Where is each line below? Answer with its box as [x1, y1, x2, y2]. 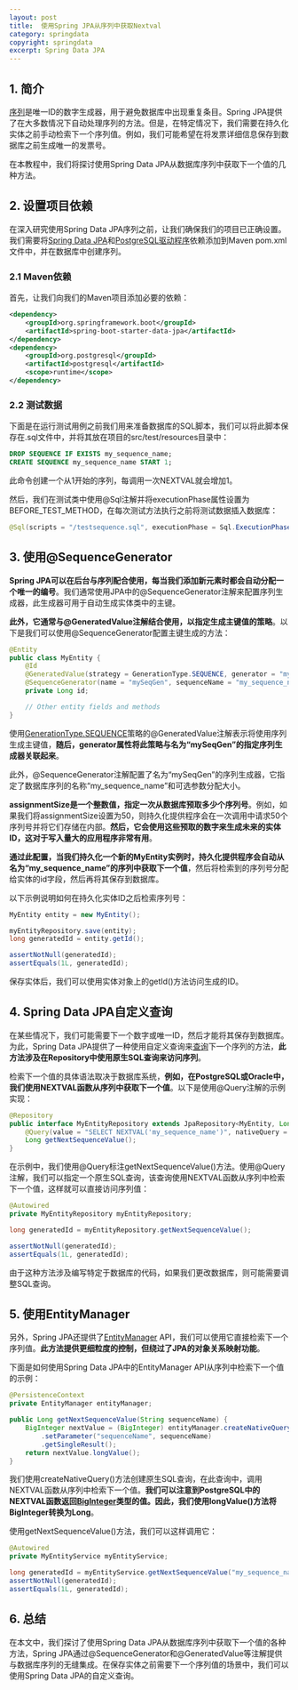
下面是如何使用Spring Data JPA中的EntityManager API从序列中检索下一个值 [9, 1362, 285, 1372]
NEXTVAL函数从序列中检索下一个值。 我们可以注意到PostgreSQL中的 [9, 1485, 261, 1495]
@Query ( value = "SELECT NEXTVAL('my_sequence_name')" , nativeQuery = [25, 1127, 288, 1137]
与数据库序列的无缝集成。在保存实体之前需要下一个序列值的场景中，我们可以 [9, 1659, 289, 1670]
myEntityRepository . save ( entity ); [9, 926, 137, 935]
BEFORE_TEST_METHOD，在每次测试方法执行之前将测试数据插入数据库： [9, 504, 278, 516]
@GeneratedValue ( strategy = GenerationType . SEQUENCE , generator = [25, 670, 276, 679]
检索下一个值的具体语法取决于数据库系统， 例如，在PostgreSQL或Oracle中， [9, 1071, 289, 1082]
